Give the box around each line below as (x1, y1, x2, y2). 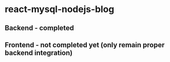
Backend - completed (5, 24, 74, 32)
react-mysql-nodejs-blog (5, 4, 115, 15)
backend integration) (5, 48, 73, 57)
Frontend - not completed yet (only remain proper (5, 40, 165, 49)
